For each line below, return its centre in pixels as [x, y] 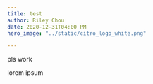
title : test [25, 14]
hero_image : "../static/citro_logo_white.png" [77, 33]
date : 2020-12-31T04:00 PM [47, 27]
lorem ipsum [25, 73]
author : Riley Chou [36, 20]
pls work [20, 59]
